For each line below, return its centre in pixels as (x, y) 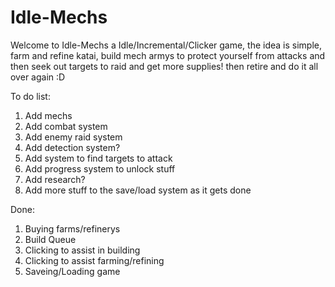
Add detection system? (72, 147)
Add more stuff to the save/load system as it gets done (138, 190)
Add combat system (66, 126)
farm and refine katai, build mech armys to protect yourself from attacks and (168, 55)
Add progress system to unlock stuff (100, 168)
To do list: (30, 96)
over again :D (38, 77)
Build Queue (50, 239)
